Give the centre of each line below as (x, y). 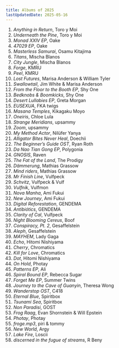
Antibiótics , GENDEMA (37, 209)
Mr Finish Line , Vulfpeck (39, 176)
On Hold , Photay (30, 263)
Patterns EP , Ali (30, 269)
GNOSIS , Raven (30, 155)
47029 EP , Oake (30, 46)
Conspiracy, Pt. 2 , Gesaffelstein (46, 226)
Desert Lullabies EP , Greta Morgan (50, 100)
